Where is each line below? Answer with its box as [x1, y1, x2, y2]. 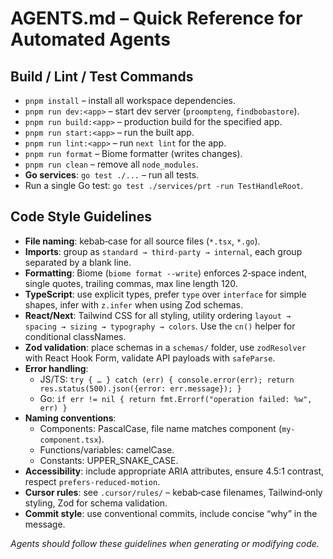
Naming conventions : [24, 412, 117, 424]
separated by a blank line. [24, 256, 132, 268]
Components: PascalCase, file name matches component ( [39, 422, 282, 434]
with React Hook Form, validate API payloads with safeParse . [24, 352, 276, 364]
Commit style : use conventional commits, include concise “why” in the [24, 507, 318, 519]
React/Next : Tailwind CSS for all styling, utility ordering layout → [24, 309, 292, 321]
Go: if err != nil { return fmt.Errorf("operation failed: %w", [39, 392, 313, 404]
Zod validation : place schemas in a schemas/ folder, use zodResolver [24, 341, 307, 353]
